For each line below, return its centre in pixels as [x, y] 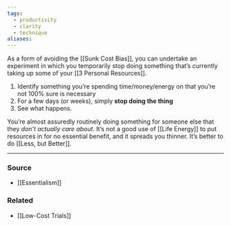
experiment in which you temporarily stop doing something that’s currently [112, 66]
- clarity [27, 26]
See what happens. [44, 109]
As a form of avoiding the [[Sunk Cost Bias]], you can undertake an [102, 58]
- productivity [35, 20]
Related [20, 201]
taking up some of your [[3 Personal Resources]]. [77, 74]
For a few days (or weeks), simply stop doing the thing [95, 101]
